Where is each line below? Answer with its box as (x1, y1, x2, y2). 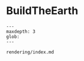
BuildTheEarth (6, 4, 79, 18)
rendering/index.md (6, 49, 54, 55)
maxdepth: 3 (6, 28, 35, 35)
